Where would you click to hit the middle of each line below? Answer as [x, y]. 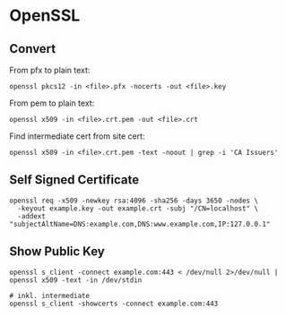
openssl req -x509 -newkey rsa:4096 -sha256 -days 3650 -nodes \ [134, 201]
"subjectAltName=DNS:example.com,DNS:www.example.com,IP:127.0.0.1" [140, 224]
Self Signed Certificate [74, 180]
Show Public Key [57, 252]
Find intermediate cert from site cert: [77, 136]
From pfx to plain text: [50, 70]
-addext [32, 216]
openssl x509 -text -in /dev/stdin [76, 280]
